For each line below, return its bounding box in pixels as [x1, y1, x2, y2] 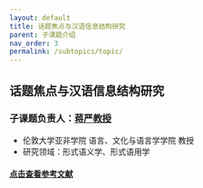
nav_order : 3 [9, 38, 59, 48]
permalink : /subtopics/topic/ [9, 47, 124, 56]
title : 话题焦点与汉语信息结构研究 [9, 22, 126, 31]
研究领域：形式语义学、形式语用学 [22, 146, 150, 157]
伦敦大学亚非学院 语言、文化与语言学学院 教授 [22, 134, 195, 145]
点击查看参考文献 [9, 169, 73, 180]
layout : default [9, 13, 71, 23]
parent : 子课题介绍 [9, 30, 76, 39]
